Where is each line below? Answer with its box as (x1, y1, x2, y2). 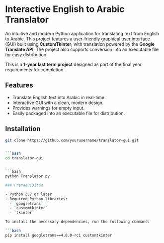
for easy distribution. (5, 51, 48, 58)
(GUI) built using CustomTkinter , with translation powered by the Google (5, 41, 155, 47)
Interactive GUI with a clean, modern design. (12, 100, 104, 106)
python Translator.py (5, 174, 50, 179)
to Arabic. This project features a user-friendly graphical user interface (5, 36, 151, 42)
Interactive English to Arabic (5, 3, 125, 15)
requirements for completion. (5, 66, 65, 73)
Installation (5, 124, 41, 133)
